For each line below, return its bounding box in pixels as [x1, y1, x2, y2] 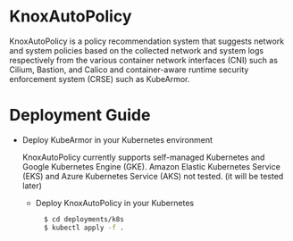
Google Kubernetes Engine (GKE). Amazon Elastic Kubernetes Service [21, 161, 281, 171]
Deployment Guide [9, 105, 151, 126]
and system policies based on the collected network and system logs [9, 45, 264, 55]
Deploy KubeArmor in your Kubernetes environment [21, 134, 213, 145]
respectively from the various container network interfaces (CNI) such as [9, 54, 279, 65]
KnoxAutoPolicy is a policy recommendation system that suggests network [9, 36, 284, 46]
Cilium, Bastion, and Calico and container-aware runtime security [9, 64, 249, 75]
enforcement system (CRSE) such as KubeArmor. [9, 73, 190, 84]
